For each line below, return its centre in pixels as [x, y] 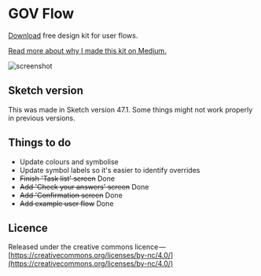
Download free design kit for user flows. [73, 35]
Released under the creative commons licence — [87, 247]
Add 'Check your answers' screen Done [84, 186]
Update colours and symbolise [69, 161]
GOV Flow [41, 14]
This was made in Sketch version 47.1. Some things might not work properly [130, 109]
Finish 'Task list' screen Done [67, 178]
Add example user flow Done [66, 203]
